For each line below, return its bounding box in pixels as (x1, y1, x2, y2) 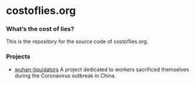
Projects (6, 52, 30, 61)
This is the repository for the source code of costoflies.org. (6, 38, 149, 45)
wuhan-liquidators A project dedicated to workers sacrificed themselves (14, 66, 189, 73)
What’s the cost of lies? (6, 25, 74, 33)
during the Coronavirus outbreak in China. (14, 72, 116, 79)
